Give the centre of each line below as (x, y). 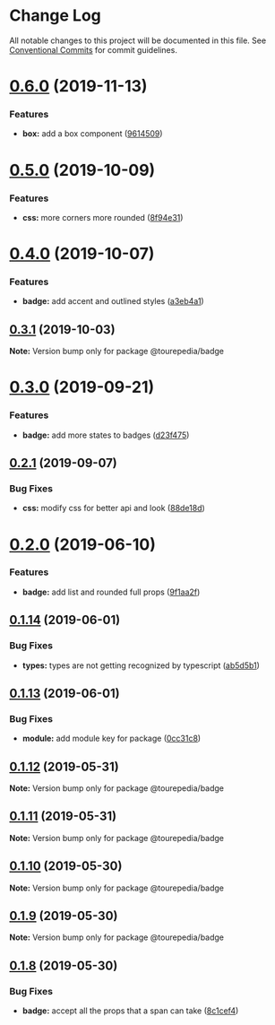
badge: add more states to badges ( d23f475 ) (106, 435)
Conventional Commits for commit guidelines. (93, 49)
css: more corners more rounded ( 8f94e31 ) (103, 217)
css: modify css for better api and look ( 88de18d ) (114, 508)
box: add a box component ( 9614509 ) (92, 134)
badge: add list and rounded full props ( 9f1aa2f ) (111, 592)
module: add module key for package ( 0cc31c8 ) (112, 738)
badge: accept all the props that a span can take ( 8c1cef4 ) (130, 1011)
